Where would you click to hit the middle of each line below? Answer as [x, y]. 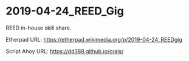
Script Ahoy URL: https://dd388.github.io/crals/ [65, 51]
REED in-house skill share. [39, 28]
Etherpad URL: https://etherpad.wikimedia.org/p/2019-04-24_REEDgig [94, 39]
